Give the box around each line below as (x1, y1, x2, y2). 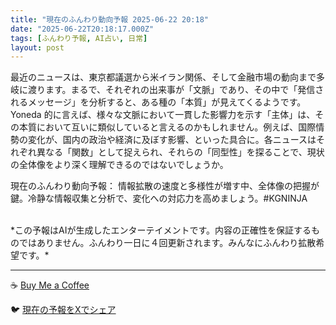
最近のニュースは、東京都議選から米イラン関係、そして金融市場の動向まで (10, 71, 317, 83)
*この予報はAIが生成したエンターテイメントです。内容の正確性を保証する (10, 224, 312, 236)
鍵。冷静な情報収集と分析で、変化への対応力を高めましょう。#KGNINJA (10, 192, 308, 205)
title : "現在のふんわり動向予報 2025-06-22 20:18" (10, 14, 209, 25)
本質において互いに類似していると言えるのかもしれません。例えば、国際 (18, 121, 317, 133)
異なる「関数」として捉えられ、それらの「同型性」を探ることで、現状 (36, 146, 325, 158)
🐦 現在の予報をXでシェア (10, 304, 117, 316)
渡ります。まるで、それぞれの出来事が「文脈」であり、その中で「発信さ (27, 84, 325, 96)
